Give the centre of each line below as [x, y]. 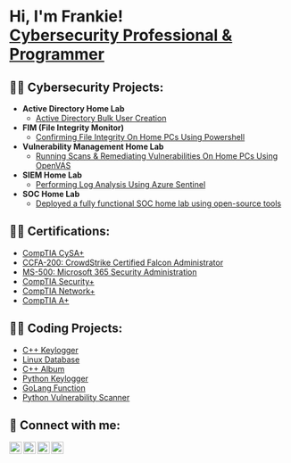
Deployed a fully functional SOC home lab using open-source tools [158, 203]
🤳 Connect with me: [65, 426]
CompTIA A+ [46, 300]
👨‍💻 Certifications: [60, 231]
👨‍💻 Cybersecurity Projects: [87, 87]
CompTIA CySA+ [53, 252]
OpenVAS [53, 165]
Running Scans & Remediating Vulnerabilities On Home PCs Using [157, 156]
